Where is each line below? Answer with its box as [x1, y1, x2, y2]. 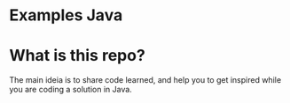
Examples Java [9, 5, 123, 26]
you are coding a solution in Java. [9, 85, 133, 95]
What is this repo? [9, 46, 146, 66]
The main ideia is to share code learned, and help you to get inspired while [9, 75, 282, 85]
